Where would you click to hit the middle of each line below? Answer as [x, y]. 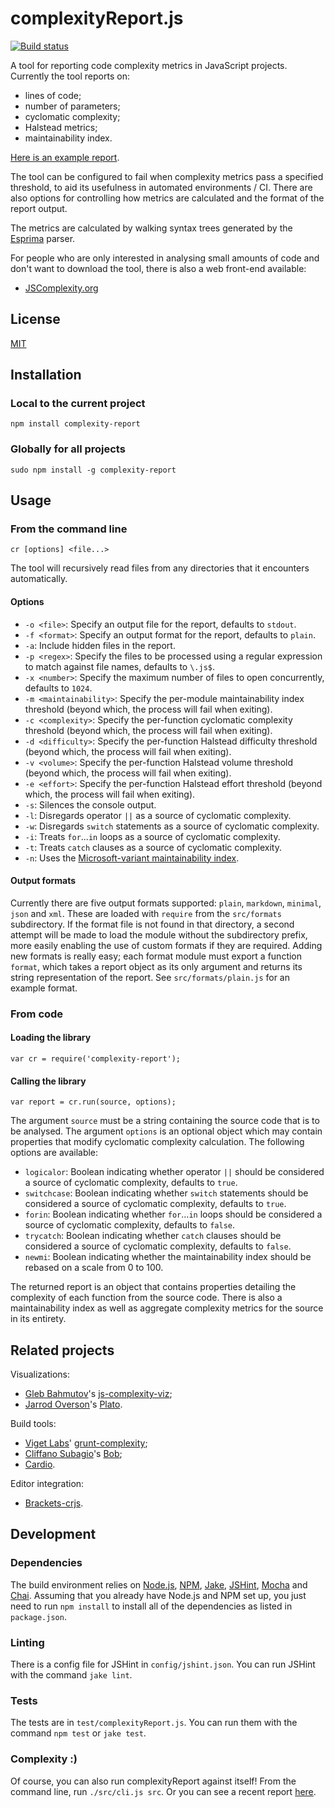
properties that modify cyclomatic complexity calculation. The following [157, 1142]
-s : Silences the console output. [90, 804]
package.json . [38, 1616]
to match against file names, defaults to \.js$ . [120, 666]
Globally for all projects [68, 449]
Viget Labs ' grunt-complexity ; [86, 1443]
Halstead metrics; [61, 127]
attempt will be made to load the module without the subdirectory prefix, [159, 934]
